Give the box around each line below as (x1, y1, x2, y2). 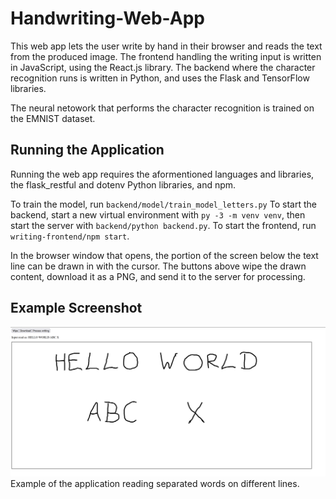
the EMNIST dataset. (10, 112, 96, 124)
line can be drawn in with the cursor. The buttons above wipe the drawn (10, 260, 307, 272)
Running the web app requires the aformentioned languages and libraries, (10, 168, 315, 180)
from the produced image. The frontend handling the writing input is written (10, 50, 322, 62)
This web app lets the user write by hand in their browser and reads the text (10, 40, 323, 52)
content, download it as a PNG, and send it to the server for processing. (10, 270, 306, 282)
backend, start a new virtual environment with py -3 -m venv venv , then (10, 208, 306, 221)
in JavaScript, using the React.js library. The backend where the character (10, 61, 316, 73)
